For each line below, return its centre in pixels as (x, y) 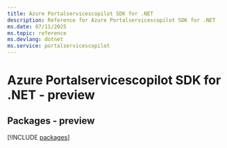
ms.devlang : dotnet (35, 40)
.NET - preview (51, 95)
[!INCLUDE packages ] (39, 137)
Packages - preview (51, 121)
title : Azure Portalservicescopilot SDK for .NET (81, 14)
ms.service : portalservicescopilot (59, 46)
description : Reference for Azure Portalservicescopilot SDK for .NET (111, 20)
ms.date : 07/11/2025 (37, 26)
